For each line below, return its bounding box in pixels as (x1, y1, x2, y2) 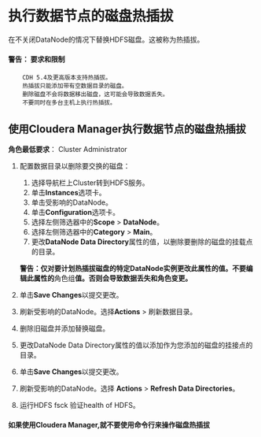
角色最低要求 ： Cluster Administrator (8, 144, 127, 154)
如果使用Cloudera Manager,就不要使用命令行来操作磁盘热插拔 (8, 420, 211, 429)
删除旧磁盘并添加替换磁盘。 (19, 324, 110, 333)
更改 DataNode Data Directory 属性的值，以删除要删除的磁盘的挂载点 (31, 237, 253, 246)
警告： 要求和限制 (8, 54, 65, 64)
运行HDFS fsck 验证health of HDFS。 (19, 400, 140, 409)
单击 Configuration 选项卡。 (31, 207, 120, 217)
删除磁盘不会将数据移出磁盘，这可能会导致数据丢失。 (22, 91, 169, 98)
